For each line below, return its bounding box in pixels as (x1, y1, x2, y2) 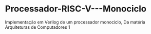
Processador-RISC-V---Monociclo (5, 3, 147, 14)
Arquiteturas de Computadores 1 (5, 24, 70, 30)
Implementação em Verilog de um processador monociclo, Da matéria (5, 19, 146, 25)
